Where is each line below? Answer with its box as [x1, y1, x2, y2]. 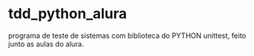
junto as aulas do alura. [8, 39, 85, 48]
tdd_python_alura [8, 5, 127, 23]
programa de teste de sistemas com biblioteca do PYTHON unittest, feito [8, 31, 247, 40]
